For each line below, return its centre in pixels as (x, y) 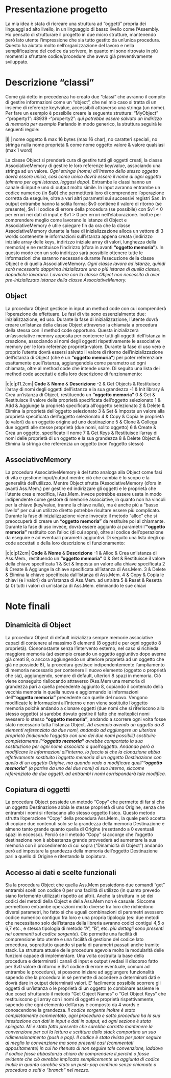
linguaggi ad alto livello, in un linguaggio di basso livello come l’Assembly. (82, 29)
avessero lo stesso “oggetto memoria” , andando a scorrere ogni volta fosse (86, 719)
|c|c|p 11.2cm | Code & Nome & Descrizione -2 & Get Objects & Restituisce (83, 383)
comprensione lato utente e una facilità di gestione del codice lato (75, 940)
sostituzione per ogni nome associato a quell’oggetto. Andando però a (80, 746)
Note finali (28, 606)
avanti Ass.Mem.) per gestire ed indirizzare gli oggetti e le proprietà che (81, 489)
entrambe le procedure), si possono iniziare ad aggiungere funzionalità (80, 972)
